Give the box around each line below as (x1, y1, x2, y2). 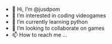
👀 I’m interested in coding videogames (11, 12, 106, 19)
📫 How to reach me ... (11, 32, 67, 38)
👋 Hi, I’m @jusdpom (11, 6, 61, 12)
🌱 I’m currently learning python (11, 18, 88, 25)
